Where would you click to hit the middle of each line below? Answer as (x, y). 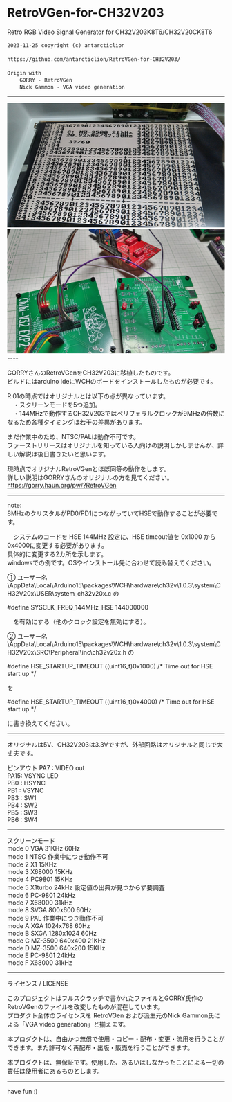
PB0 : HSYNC (27, 783)
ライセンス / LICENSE (38, 983)
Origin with (24, 73)
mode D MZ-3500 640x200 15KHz (56, 948)
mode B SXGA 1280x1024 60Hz (52, 933)
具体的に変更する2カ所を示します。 (57, 554)
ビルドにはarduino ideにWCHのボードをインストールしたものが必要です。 (112, 381)
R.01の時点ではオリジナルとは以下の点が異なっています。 (88, 396)
